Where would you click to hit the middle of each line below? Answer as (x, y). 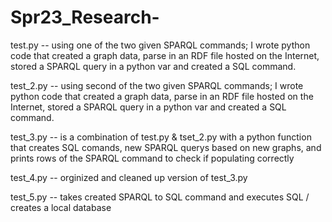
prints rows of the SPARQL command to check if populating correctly (152, 158)
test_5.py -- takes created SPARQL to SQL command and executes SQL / (160, 197)
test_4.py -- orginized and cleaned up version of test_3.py (129, 177)
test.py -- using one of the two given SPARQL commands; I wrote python (160, 45)
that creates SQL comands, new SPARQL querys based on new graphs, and (166, 147)
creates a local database (61, 207)
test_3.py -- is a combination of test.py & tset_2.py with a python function (161, 137)
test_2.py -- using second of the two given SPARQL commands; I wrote (157, 85)
